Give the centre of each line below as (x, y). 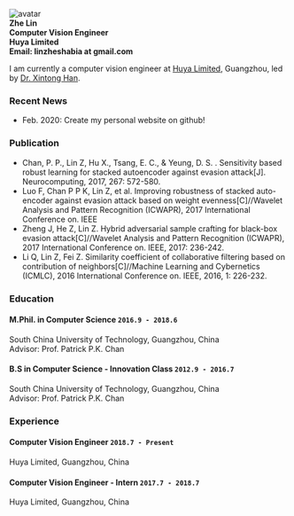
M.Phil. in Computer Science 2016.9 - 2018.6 (93, 320)
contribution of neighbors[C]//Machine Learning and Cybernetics (141, 266)
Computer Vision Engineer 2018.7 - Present (92, 442)
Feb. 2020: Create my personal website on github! (113, 121)
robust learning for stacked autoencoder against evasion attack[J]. (144, 172)
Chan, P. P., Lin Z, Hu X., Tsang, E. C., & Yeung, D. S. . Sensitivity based (152, 162)
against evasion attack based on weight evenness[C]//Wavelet (169, 200)
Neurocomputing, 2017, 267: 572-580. (91, 181)
